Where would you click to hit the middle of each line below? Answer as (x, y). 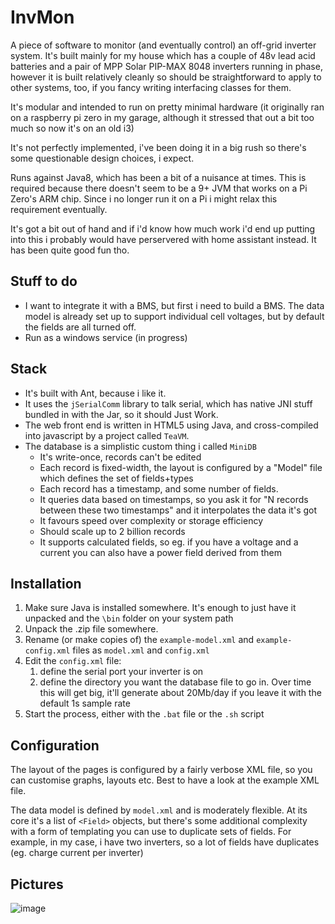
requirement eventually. (59, 209)
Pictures (37, 884)
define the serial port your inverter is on (121, 672)
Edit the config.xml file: (73, 661)
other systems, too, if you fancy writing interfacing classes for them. (151, 87)
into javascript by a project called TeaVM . (107, 435)
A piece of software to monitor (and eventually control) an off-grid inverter (163, 45)
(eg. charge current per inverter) (77, 853)
